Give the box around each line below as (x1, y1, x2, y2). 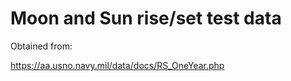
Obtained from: (10, 40, 73, 52)
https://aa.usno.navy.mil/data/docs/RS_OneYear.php (10, 59, 225, 71)
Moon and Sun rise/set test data (10, 7, 282, 30)
